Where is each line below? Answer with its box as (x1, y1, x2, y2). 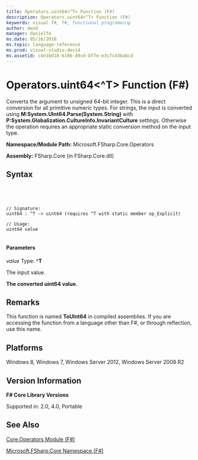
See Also (6, 420, 40, 430)
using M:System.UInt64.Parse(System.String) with (6, 110, 134, 117)
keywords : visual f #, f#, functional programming (6, 20, 131, 25)
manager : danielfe (6, 31, 51, 37)
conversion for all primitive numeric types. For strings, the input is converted (6, 104, 192, 111)
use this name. (6, 326, 42, 333)
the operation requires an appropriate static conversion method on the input (6, 123, 191, 130)
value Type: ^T (6, 257, 43, 264)
